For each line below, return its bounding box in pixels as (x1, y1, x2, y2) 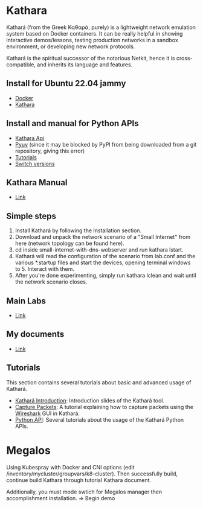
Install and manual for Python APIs (6, 118, 139, 129)
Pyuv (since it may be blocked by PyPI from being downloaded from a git (14, 141, 197, 148)
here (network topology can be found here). (14, 240, 125, 247)
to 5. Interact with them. (14, 265, 74, 273)
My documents (6, 329, 65, 340)
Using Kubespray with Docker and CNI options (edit (6, 463, 135, 471)
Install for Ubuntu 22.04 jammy (6, 78, 126, 89)
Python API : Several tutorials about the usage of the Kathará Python (14, 416, 184, 423)
